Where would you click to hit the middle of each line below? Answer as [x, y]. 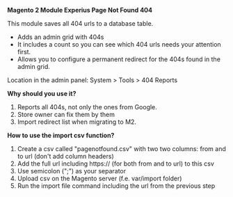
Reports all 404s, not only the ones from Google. [87, 107]
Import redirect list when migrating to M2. [77, 122]
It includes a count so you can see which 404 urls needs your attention [119, 44]
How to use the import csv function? [61, 135]
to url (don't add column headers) [65, 156]
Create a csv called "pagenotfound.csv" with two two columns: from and [121, 149]
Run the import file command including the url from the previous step [116, 186]
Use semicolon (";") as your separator [72, 171]
